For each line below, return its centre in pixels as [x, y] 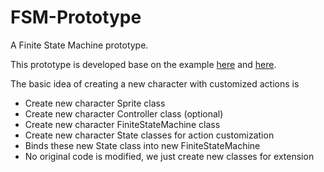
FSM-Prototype [76, 17]
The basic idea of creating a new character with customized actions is [155, 83]
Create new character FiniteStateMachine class [122, 124]
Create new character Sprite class [95, 103]
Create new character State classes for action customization [149, 135]
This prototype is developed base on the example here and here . [143, 64]
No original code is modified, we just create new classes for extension [169, 156]
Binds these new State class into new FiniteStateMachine [142, 145]
